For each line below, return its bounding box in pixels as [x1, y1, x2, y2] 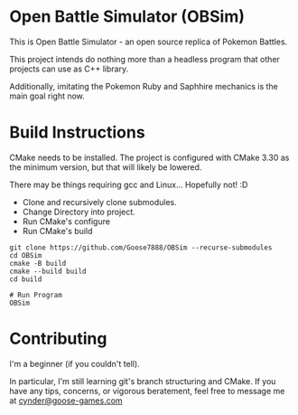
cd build [9, 274, 42, 284]
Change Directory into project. [22, 206, 135, 217]
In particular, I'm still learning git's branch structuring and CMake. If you [9, 375, 276, 386]
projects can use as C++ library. [9, 63, 129, 74]
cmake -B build [9, 259, 67, 268]
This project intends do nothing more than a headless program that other [9, 53, 280, 64]
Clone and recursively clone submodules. [22, 196, 178, 207]
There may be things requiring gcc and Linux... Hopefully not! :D [9, 179, 248, 190]
